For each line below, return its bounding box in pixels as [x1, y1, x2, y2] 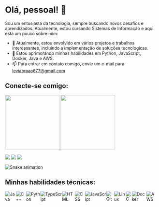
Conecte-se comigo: [5, 82, 69, 90]
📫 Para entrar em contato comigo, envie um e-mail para [12, 60, 125, 67]
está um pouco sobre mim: [5, 30, 58, 36]
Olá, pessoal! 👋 [5, 4, 66, 15]
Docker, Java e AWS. [12, 55, 54, 61]
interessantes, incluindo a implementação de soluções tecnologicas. [12, 45, 148, 51]
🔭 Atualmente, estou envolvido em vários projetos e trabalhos [12, 40, 135, 45]
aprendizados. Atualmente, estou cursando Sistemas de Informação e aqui [5, 25, 154, 31]
